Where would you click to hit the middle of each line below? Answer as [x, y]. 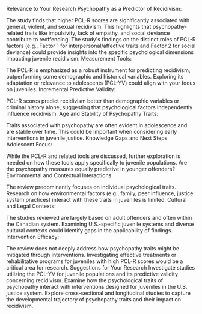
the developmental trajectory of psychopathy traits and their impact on [94, 299]
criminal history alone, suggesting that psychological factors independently [99, 107]
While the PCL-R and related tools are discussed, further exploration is [93, 156]
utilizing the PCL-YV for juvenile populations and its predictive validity [92, 274]
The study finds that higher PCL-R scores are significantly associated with [98, 20]
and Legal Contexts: [31, 206]
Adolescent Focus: [29, 144]
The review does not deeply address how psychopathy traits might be [93, 248]
